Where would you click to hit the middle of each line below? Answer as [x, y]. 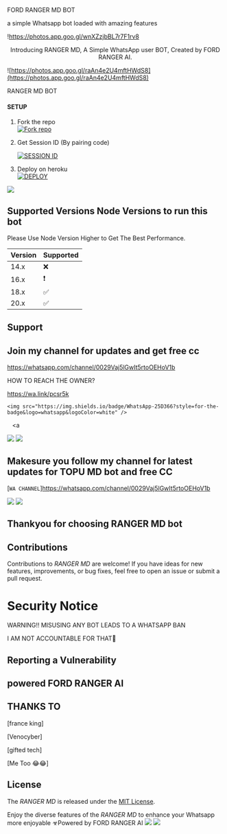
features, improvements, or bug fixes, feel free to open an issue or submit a [113, 571]
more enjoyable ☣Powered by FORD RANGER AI [75, 822]
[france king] [25, 723]
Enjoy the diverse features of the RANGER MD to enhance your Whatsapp [111, 814]
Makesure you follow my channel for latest [100, 461]
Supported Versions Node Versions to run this [107, 211]
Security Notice [52, 606]
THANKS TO [34, 707]
